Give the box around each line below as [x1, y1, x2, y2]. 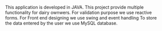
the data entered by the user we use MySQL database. [5, 20, 117, 26]
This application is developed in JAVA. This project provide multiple [5, 4, 144, 10]
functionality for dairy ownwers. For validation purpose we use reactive [5, 9, 152, 15]
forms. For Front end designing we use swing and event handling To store [5, 15, 157, 20]
